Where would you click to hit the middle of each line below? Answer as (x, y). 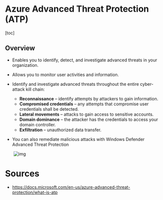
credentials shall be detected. (49, 109)
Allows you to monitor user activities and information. (65, 75)
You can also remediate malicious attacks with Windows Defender (78, 139)
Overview (20, 48)
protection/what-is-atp (35, 192)
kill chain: (35, 89)
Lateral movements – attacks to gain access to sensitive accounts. (87, 114)
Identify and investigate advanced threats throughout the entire (75, 84)
